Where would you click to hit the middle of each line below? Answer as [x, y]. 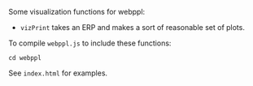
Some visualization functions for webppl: [77, 12]
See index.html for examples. [58, 73]
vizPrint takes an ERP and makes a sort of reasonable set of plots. [133, 27]
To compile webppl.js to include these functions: [90, 43]
